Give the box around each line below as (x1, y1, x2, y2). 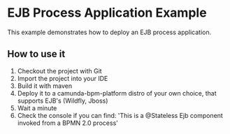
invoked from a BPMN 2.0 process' (17, 119, 119, 127)
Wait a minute (17, 103, 57, 112)
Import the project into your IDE (17, 74, 108, 82)
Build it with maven (17, 82, 73, 90)
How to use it (7, 48, 66, 60)
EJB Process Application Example (7, 5, 208, 21)
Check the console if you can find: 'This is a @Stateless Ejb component (17, 111, 224, 119)
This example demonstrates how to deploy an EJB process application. (7, 28, 212, 36)
